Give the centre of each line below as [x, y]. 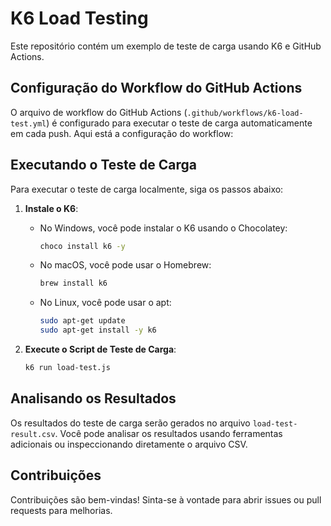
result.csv [33, 434]
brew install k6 [73, 283]
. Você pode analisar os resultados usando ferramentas [168, 433]
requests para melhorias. [61, 510]
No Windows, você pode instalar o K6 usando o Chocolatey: [163, 228]
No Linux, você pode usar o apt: [105, 303]
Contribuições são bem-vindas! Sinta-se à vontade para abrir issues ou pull [166, 499]
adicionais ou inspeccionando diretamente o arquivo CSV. [129, 444]
